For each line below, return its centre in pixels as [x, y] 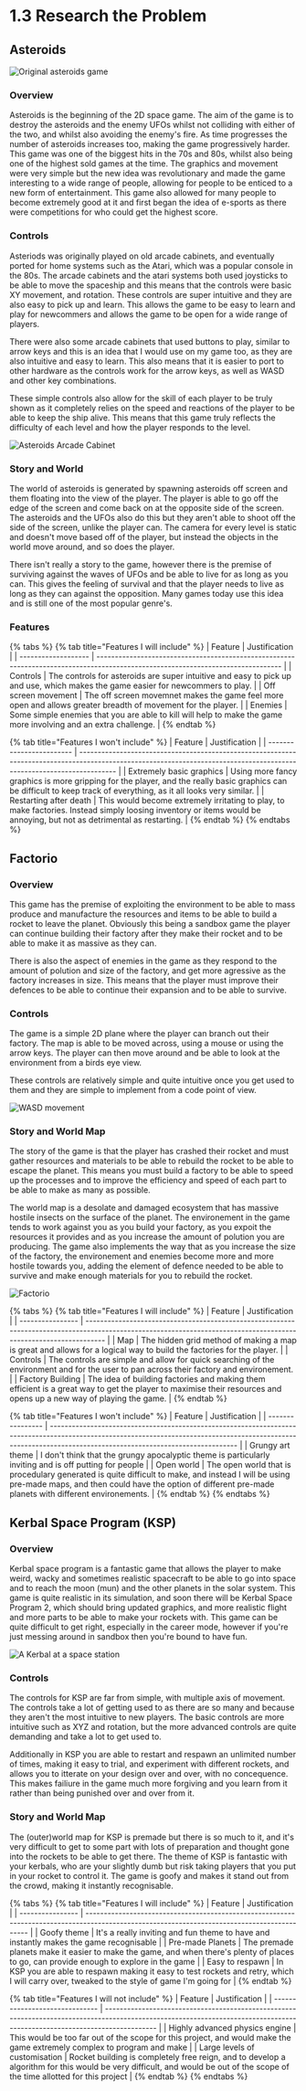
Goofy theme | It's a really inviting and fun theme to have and [155, 1932]
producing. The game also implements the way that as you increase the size [153, 1247]
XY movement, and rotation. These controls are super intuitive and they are [151, 294]
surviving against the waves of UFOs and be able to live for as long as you [149, 574]
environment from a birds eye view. [76, 1063]
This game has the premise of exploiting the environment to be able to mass [153, 904]
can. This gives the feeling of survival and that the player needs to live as [147, 584]
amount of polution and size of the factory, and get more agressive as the [148, 971]
